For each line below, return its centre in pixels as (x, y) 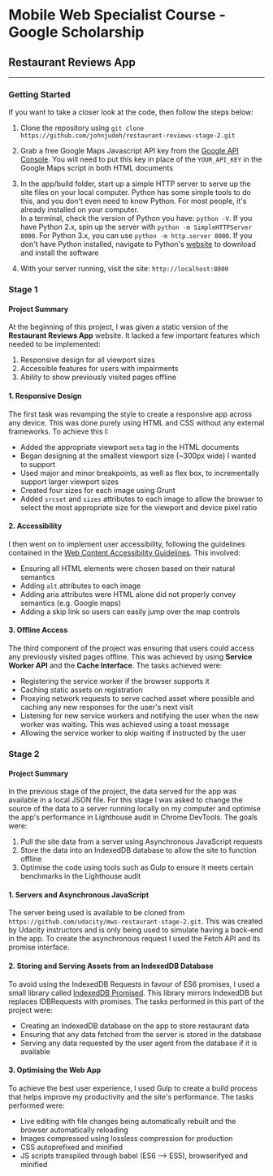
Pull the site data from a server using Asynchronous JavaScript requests (141, 841)
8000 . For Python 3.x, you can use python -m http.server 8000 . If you (136, 236)
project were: (30, 1010)
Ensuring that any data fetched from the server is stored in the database (141, 1034)
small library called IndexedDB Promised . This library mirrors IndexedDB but (135, 992)
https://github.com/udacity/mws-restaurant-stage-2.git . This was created (136, 921)
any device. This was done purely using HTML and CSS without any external (136, 422)
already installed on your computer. (80, 210)
